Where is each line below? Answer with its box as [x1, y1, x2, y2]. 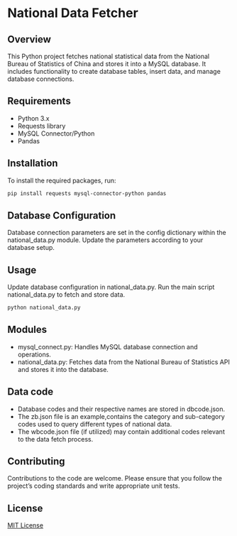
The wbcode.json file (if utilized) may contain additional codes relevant [17, 427, 225, 436]
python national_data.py [7, 304, 81, 312]
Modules [7, 324, 48, 336]
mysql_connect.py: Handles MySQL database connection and [17, 342, 198, 351]
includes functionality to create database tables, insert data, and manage [7, 67, 221, 75]
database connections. [7, 75, 75, 83]
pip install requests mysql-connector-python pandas [7, 190, 167, 197]
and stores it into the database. [17, 365, 109, 373]
